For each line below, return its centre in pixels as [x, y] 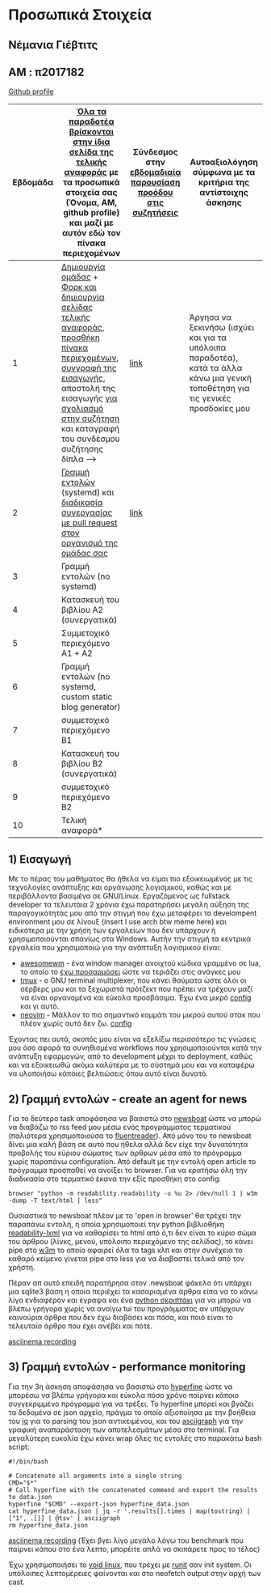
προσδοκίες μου [220, 409]
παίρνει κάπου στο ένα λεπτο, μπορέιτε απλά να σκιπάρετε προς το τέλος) [134, 1548]
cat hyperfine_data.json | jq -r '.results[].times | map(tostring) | [129, 1511]
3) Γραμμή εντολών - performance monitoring [127, 1367]
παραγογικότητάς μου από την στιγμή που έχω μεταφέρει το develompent [133, 913]
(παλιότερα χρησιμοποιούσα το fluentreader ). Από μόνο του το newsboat [130, 1136]
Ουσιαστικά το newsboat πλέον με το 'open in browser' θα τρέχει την [125, 1216]
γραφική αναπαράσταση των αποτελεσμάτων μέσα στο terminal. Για [124, 1429]
